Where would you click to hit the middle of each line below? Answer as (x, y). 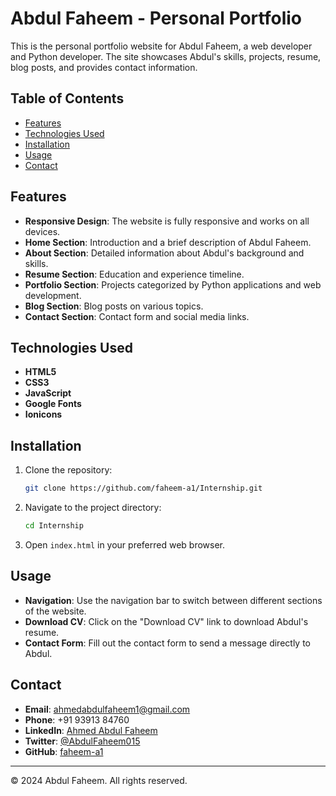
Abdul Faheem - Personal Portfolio (156, 18)
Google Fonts (53, 404)
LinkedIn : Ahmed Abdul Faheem (91, 730)
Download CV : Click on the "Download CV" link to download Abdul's (166, 621)
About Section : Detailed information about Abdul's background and (164, 253)
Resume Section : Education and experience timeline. (134, 274)
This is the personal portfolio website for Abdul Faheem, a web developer (161, 46)
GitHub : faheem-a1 (64, 751)
